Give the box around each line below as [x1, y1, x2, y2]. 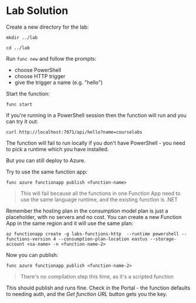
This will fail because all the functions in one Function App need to [20, 190, 181, 197]
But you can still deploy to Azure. [6, 156, 86, 164]
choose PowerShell [14, 66, 61, 74]
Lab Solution [6, 4, 68, 18]
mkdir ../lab [6, 34, 38, 40]
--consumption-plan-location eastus [58, 236, 148, 242]
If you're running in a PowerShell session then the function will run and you [6, 112, 187, 119]
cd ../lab [6, 45, 30, 51]
